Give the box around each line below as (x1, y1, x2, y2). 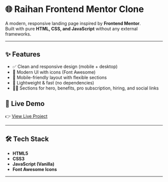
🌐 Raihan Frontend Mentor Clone (5, 3, 144, 15)
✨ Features (5, 50, 40, 58)
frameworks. (5, 31, 31, 37)
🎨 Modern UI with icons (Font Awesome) (12, 69, 96, 75)
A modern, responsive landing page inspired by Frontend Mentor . (5, 20, 141, 26)
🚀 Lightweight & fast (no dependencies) (12, 79, 94, 85)
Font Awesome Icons (12, 166, 57, 172)
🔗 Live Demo (5, 99, 45, 108)
